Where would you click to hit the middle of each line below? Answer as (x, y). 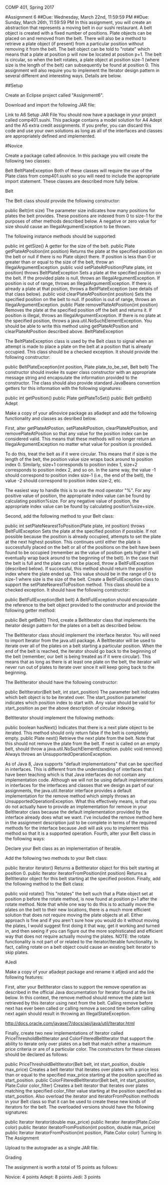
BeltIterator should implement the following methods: (60, 718)
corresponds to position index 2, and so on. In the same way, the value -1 (80, 470)
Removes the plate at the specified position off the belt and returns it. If (78, 310)
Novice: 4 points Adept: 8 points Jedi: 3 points (53, 1177)
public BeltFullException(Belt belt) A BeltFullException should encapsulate (81, 600)
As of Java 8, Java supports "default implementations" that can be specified (84, 764)
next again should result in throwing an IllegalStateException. (68, 1014)
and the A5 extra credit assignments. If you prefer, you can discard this (78, 125)
